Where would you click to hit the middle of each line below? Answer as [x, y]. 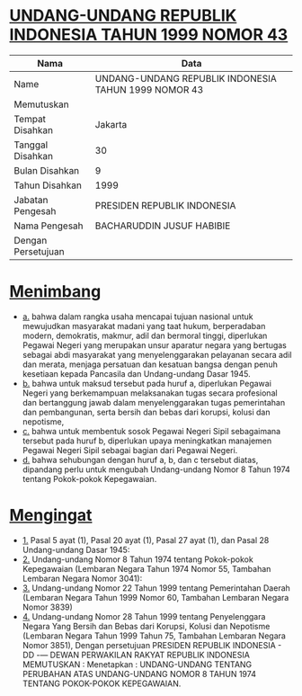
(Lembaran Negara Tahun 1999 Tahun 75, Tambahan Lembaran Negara [154, 636]
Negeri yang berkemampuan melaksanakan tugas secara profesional [150, 393]
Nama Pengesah [49, 226]
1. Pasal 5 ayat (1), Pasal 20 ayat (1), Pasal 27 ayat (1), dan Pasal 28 [146, 540]
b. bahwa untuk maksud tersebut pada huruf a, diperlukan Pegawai [147, 383]
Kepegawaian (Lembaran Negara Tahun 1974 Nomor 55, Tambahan [147, 568]
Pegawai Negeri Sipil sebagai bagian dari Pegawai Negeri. [130, 450]
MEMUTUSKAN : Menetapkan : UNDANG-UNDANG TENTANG [137, 664]
